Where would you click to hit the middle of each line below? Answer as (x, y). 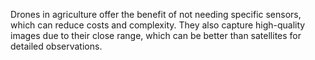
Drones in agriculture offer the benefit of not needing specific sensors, (156, 14)
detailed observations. (56, 46)
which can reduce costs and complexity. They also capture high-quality (158, 25)
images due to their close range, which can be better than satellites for (156, 35)
